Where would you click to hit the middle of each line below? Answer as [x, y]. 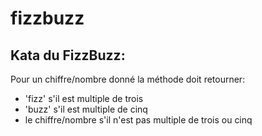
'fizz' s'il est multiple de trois [84, 98]
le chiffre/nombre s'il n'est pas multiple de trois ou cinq [138, 120]
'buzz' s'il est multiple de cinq [86, 109]
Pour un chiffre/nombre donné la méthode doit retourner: [128, 79]
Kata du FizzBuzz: [68, 55]
